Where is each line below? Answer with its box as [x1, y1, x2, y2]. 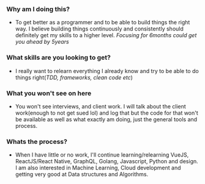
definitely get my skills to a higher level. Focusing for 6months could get [15, 32, 197, 39]
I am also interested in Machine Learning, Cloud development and [15, 164, 181, 172]
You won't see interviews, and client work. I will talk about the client [15, 102, 187, 110]
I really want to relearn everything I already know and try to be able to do [15, 67, 199, 74]
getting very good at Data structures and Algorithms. [15, 171, 149, 178]
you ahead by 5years [15, 38, 69, 46]
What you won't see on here [6, 89, 92, 97]
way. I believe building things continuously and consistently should [15, 25, 184, 32]
